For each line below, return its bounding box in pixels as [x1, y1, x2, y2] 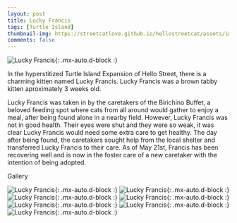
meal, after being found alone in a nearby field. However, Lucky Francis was [7, 114, 228, 122]
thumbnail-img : [7, 30, 52, 37]
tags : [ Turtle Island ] [7, 23, 74, 30]
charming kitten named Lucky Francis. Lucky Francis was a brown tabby [7, 77, 218, 85]
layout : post [7, 10, 46, 18]
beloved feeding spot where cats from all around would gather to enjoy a [7, 106, 219, 114]
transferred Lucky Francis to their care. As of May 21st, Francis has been [7, 143, 219, 152]
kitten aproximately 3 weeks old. [7, 85, 102, 93]
